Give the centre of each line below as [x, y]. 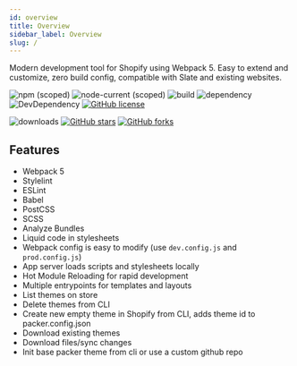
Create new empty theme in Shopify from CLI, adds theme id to [139, 314]
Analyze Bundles [53, 228]
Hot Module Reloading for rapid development [105, 276]
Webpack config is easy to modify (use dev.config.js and [129, 248]
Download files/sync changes [77, 343]
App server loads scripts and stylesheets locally [110, 267]
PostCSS [38, 209]
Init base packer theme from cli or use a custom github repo [132, 352]
